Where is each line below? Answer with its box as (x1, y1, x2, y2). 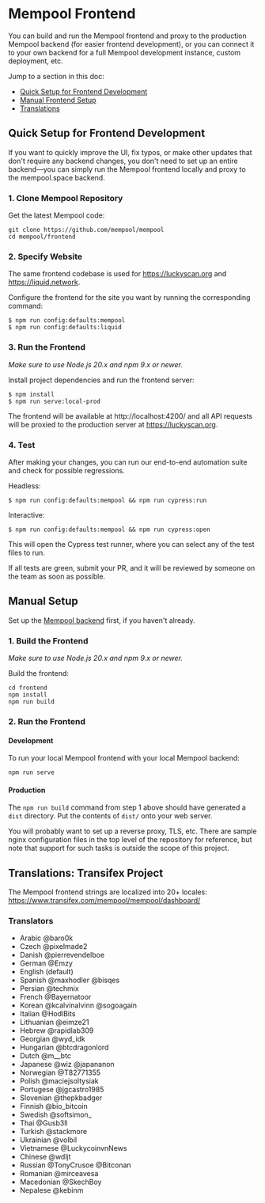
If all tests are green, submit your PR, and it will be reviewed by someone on (8, 563, 256, 572)
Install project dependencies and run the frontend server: (8, 375, 195, 385)
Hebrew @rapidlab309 (19, 1026, 94, 1035)
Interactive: (8, 510, 45, 519)
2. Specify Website (8, 251, 83, 262)
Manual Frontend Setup (19, 95, 97, 104)
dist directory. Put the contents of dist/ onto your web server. (8, 811, 213, 821)
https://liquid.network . (8, 278, 81, 287)
